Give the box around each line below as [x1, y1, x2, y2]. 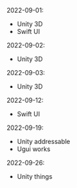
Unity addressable [16, 138, 71, 145]
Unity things [16, 172, 53, 180]
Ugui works [16, 145, 51, 153]
